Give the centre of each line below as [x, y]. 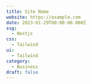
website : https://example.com [44, 17]
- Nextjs [22, 34]
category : [18, 61]
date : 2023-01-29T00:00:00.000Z [46, 22]
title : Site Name [28, 12]
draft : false [22, 72]
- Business [25, 67]
